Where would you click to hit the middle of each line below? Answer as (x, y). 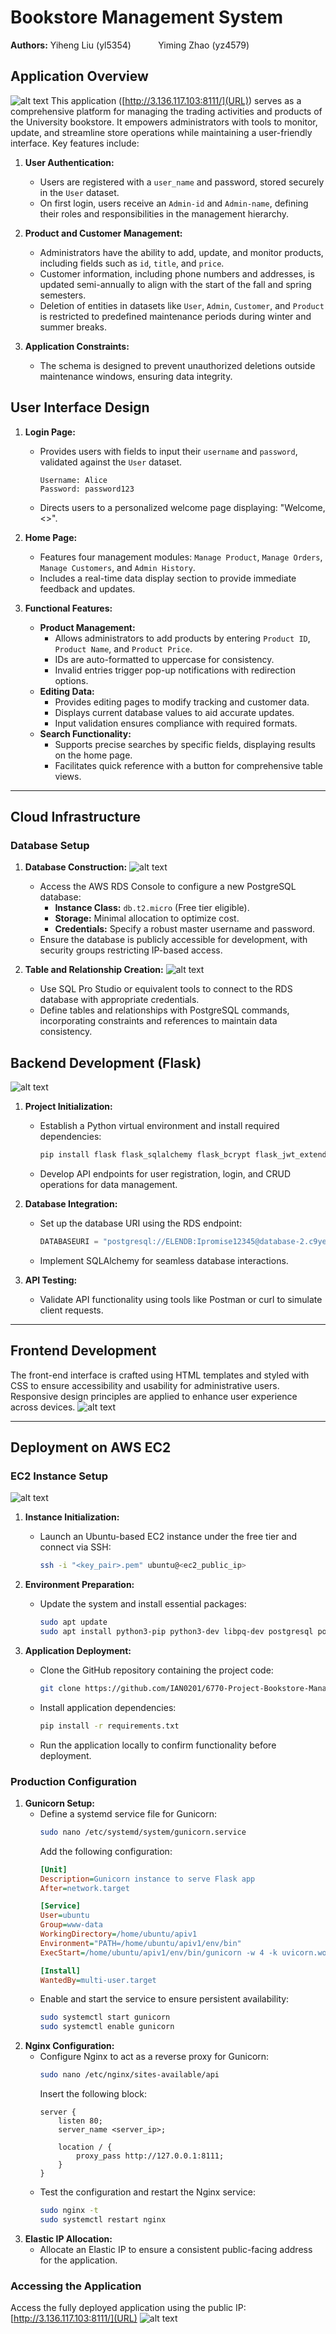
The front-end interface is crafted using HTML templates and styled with (160, 1375)
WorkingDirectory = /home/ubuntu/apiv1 (118, 1934)
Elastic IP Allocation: (68, 2238)
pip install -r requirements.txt (109, 1726)
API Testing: (51, 1280)
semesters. (63, 295)
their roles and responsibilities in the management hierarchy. (164, 213)
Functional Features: (68, 608)
